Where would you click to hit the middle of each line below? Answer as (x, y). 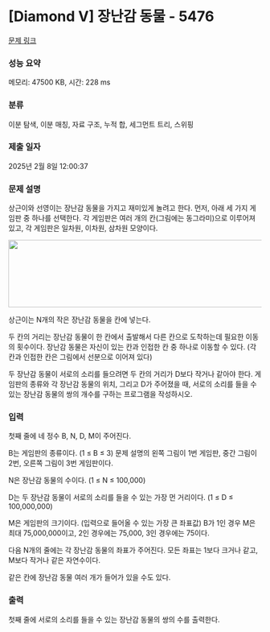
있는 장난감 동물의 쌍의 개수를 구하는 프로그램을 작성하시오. (100, 394)
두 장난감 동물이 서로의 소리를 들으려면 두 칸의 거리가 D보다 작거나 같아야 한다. (131, 374)
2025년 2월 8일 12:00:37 (48, 166)
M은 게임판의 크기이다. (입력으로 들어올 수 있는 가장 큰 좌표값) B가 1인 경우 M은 (132, 523)
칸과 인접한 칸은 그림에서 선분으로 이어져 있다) (80, 357)
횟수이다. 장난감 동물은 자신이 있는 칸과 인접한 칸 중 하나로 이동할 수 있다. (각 (137, 347)
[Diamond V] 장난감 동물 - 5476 (111, 17)
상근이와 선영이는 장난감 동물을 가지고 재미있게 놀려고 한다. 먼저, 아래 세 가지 (128, 208)
